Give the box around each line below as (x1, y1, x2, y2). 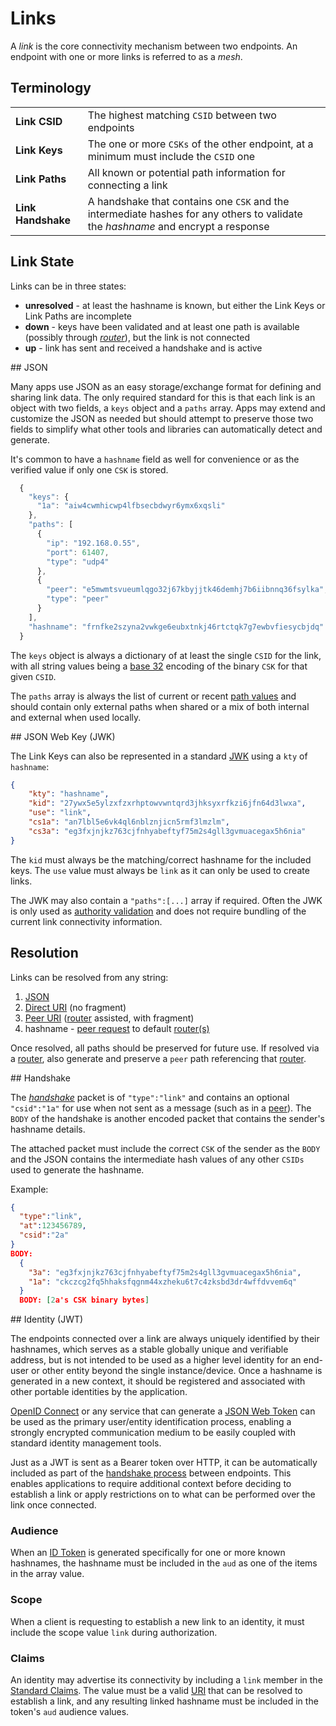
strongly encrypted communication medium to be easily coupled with (10, 1427, 296, 1439)
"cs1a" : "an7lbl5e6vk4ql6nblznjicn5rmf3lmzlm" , (28, 817, 230, 827)
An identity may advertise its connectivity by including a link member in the (10, 1674, 323, 1686)
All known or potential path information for (87, 165, 286, 179)
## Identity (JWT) (10, 1313, 84, 1326)
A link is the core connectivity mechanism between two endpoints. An (10, 40, 298, 52)
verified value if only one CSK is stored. (10, 463, 169, 476)
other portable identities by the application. (10, 1386, 188, 1398)
